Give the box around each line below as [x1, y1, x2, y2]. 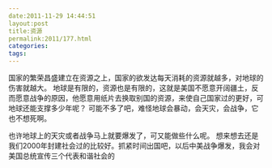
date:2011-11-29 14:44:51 [8, 11, 96, 20]
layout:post [8, 19, 49, 28]
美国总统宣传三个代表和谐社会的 [8, 151, 115, 161]
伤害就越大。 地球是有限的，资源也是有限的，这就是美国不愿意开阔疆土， [8, 83, 252, 93]
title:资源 [8, 27, 43, 35]
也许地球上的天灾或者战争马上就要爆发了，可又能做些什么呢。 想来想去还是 [8, 131, 259, 140]
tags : [8, 50, 27, 58]
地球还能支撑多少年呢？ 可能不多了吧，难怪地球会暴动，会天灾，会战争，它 [8, 103, 259, 113]
